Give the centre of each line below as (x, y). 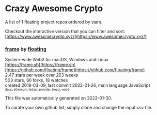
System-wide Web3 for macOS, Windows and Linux (57, 60)
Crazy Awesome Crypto (54, 8)
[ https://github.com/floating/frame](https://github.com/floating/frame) (75, 70)
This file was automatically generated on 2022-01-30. (59, 98)
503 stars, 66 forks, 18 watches (37, 80)
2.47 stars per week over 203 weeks (42, 75)
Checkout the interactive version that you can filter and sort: (65, 31)
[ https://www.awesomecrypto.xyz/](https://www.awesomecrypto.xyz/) (76, 36)
